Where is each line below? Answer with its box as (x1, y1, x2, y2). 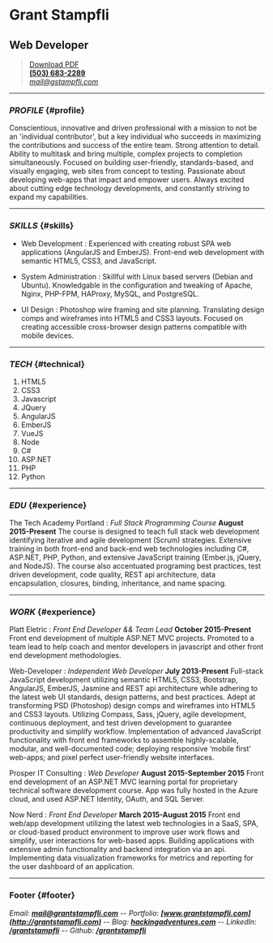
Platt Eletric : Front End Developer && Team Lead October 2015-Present (9, 625, 252, 634)
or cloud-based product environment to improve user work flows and (9, 827, 240, 837)
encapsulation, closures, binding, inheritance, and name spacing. (9, 578, 227, 588)
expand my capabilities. (9, 192, 88, 202)
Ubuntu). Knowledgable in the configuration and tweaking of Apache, (20, 280, 254, 290)
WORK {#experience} (9, 607, 96, 618)
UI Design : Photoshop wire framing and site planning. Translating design (20, 305, 265, 314)
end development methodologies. (9, 651, 122, 660)
